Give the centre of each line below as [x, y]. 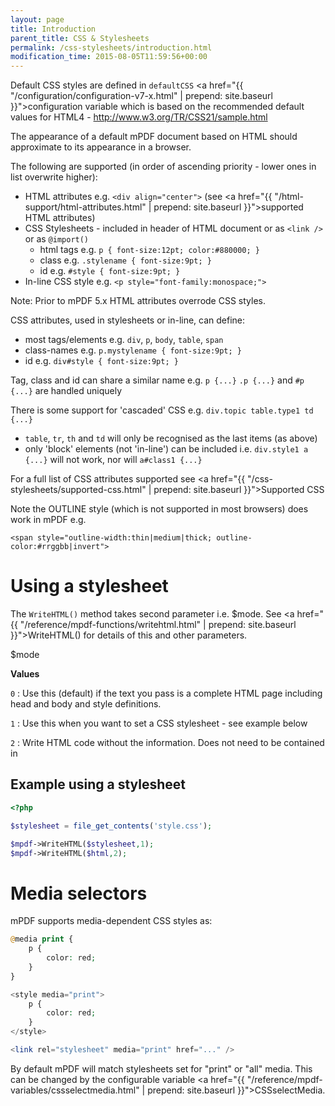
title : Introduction [53, 29]
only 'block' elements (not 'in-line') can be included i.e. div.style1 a [166, 449]
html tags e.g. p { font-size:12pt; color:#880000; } [149, 250]
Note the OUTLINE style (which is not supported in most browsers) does [159, 509]
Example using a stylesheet [98, 784]
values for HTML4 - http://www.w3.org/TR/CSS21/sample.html [139, 117]
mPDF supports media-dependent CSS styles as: [111, 921]
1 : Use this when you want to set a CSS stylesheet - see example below [159, 723]
